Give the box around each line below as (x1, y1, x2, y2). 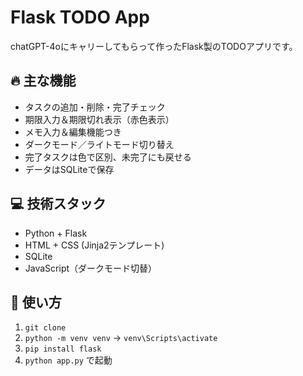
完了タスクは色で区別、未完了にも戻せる (24, 151, 192, 163)
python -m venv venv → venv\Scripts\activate (24, 332, 218, 344)
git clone (24, 323, 67, 333)
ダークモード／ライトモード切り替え (24, 138, 175, 150)
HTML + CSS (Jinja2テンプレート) (24, 239, 165, 251)
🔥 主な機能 (10, 72, 77, 90)
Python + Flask (24, 227, 88, 239)
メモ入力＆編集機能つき (24, 126, 122, 138)
